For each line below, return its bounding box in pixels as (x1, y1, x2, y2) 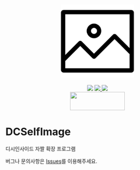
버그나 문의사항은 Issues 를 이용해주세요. (5, 157, 97, 165)
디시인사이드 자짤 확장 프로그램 (5, 145, 76, 152)
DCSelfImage (5, 125, 71, 138)
